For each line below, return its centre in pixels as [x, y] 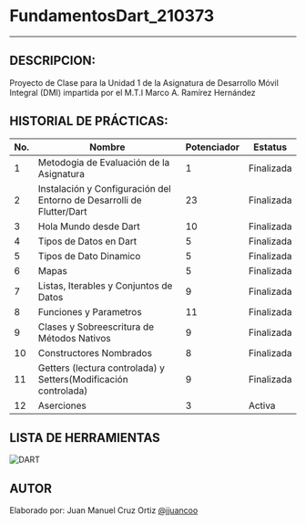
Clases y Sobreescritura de [96, 327]
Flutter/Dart [63, 211]
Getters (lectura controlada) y [102, 368]
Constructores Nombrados [95, 352]
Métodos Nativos [74, 338]
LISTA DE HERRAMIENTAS [85, 438]
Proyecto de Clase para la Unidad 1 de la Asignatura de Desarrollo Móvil [144, 82]
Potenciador [212, 147]
